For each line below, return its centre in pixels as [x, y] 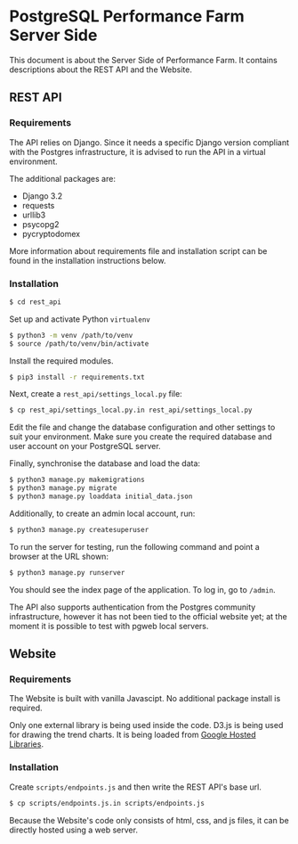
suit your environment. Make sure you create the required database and [141, 437]
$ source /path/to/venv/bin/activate [79, 344]
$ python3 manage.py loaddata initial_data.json [101, 496]
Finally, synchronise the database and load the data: [105, 463]
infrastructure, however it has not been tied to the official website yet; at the [148, 616]
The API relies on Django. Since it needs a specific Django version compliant [149, 142]
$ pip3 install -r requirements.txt [77, 377]
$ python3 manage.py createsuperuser [79, 529]
